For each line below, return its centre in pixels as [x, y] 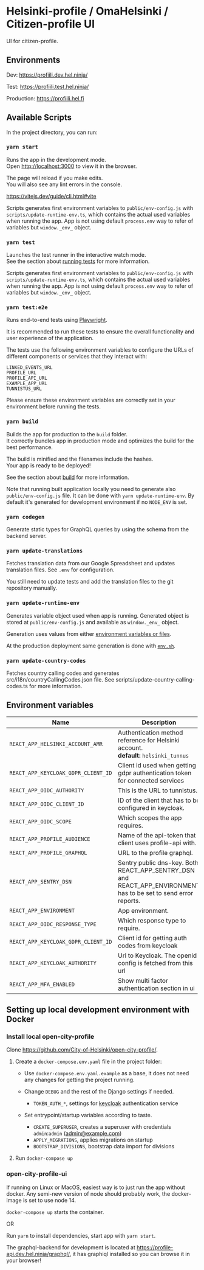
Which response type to [152, 920]
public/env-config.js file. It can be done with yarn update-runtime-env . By [100, 495]
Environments [33, 60]
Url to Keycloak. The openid [158, 955]
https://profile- [155, 1247]
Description [159, 722]
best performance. [30, 447]
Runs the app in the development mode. [56, 159]
